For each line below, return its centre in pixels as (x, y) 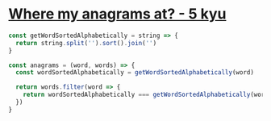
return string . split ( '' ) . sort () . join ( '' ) (86, 43)
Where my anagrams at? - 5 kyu (117, 14)
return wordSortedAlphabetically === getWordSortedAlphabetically (137, 95)
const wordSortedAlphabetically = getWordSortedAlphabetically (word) (135, 73)
